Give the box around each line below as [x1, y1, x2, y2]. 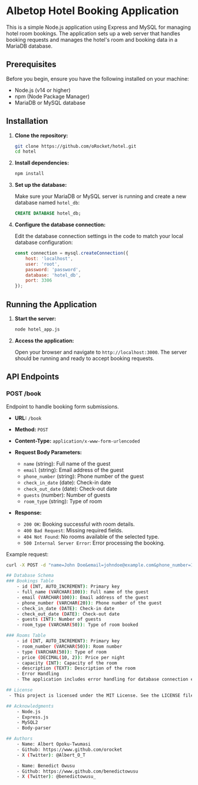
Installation [6, 116, 48, 126]
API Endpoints [6, 372, 60, 382]
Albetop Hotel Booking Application [6, 4, 179, 18]
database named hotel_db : [14, 199, 80, 206]
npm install [14, 171, 44, 177]
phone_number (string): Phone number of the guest [23, 473, 144, 480]
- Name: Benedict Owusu [16, 763, 75, 768]
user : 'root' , [25, 261, 60, 267]
